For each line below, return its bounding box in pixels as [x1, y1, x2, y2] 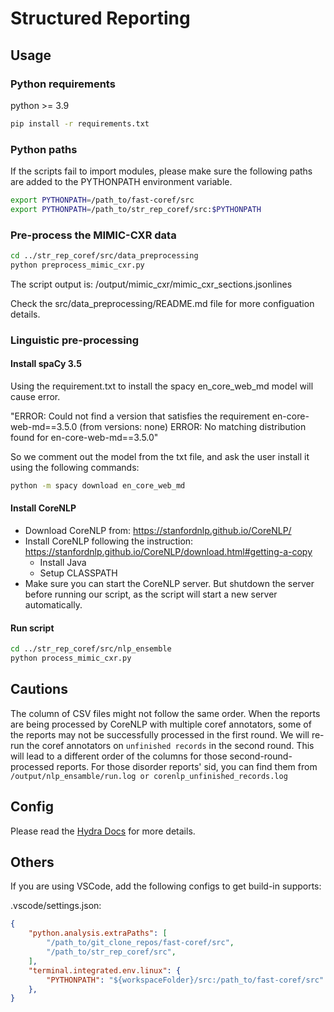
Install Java [39, 557, 87, 569]
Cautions [10, 681, 68, 698]
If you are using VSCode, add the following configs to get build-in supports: [10, 880, 322, 892]
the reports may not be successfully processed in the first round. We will [10, 728, 310, 741]
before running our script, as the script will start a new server [24, 588, 278, 601]
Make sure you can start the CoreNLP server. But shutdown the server [24, 578, 315, 590]
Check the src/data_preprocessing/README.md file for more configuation [10, 297, 315, 309]
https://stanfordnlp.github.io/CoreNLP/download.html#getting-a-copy [24, 546, 313, 558]
